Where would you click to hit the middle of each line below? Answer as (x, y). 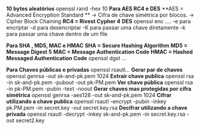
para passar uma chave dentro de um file (57, 34)
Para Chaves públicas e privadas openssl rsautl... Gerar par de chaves (94, 70)
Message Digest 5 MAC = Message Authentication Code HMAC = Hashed (100, 52)
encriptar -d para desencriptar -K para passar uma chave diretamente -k (96, 27)
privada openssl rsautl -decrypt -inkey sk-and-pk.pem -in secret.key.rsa (96, 114)
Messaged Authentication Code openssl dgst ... (66, 58)
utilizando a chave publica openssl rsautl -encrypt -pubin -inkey (86, 101)
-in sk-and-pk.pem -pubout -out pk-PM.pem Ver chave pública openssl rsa (100, 82)
